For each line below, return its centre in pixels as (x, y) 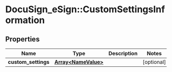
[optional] (154, 62)
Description (123, 53)
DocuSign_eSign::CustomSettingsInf (85, 9)
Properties (23, 39)
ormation (25, 20)
